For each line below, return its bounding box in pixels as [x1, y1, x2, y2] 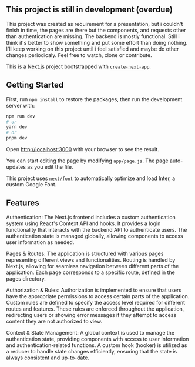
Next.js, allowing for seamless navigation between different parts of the [6, 262, 179, 269]
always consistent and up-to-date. [6, 354, 90, 361]
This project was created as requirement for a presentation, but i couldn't [6, 20, 183, 27]
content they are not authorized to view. [6, 318, 103, 325]
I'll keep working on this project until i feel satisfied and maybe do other [6, 45, 179, 52]
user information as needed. [6, 238, 75, 246]
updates [6, 164, 26, 170]
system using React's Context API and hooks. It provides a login [6, 220, 161, 227]
